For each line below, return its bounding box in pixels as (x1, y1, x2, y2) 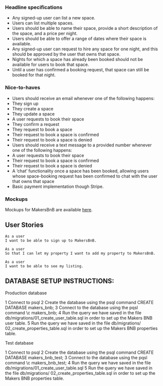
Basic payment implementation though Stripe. (12, 183, 104, 189)
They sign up (12, 101, 39, 106)
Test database (5, 340, 34, 345)
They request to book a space (12, 126, 72, 132)
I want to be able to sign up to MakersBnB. (5, 238, 97, 243)
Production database (5, 290, 47, 296)
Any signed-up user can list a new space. (12, 15, 96, 21)
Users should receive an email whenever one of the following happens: (12, 95, 155, 101)
